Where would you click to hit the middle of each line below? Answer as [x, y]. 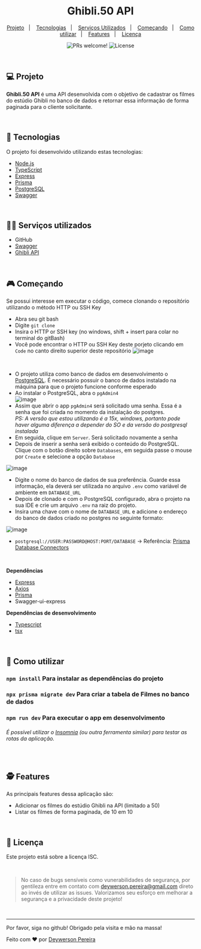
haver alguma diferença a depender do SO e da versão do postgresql [101, 425]
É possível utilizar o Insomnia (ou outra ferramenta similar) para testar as [97, 732]
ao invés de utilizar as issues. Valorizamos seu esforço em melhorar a [107, 893]
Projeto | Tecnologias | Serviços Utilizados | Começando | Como [100, 28]
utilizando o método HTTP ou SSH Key [54, 308]
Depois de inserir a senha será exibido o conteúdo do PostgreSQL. [97, 444]
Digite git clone [35, 326]
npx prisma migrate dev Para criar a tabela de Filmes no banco [98, 694]
